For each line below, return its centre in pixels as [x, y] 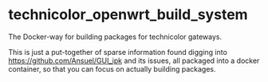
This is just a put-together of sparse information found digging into [118, 52]
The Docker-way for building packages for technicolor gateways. [115, 37]
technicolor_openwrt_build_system [128, 15]
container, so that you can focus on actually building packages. [112, 68]
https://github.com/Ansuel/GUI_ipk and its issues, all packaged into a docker [134, 61]
